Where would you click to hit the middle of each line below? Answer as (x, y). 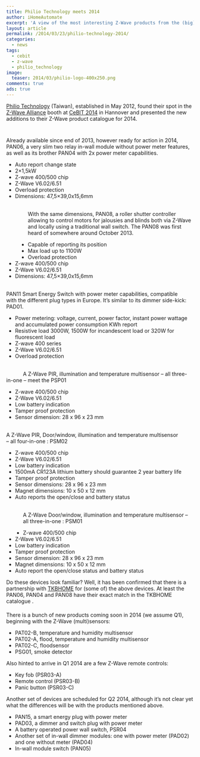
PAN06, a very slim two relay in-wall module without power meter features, (98, 146)
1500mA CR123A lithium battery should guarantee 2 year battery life (98, 471)
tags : (13, 51)
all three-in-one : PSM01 (53, 521)
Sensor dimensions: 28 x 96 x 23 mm (60, 484)
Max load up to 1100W (55, 251)
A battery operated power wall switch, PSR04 (71, 729)
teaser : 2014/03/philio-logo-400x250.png (64, 78)
